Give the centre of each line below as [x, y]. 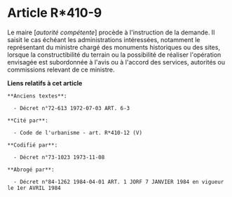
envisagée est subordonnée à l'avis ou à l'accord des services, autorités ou [116, 62]
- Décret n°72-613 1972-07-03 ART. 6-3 [72, 108]
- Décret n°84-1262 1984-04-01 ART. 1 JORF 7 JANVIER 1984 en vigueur [119, 182]
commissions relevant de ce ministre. [61, 69]
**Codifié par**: [33, 145]
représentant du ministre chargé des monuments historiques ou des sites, [114, 47]
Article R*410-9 [55, 13]
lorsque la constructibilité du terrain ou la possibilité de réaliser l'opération [114, 55]
